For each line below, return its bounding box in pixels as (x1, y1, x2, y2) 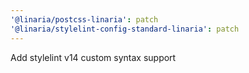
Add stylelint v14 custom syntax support (10, 51, 177, 63)
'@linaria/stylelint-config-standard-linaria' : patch (10, 24, 240, 34)
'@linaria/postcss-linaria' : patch (10, 14, 159, 25)
